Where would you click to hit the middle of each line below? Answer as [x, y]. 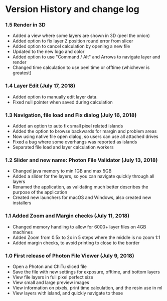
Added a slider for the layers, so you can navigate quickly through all [83, 176]
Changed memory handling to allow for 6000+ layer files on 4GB [79, 226]
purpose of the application [40, 192]
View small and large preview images [51, 282]
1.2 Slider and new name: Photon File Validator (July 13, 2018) [81, 160]
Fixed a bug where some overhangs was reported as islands [75, 142]
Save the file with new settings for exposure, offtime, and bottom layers [86, 271]
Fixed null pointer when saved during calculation [62, 102]
